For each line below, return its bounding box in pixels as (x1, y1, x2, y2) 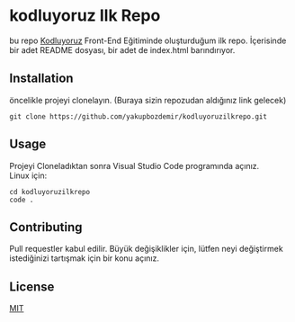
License (9, 279, 55, 294)
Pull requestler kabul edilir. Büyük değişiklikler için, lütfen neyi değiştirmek (9, 244, 283, 255)
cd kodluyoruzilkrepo (9, 187, 91, 196)
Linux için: (9, 170, 48, 181)
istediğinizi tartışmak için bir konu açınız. (9, 253, 160, 264)
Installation (9, 71, 74, 86)
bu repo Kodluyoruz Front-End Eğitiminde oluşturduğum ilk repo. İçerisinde (9, 35, 287, 46)
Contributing (9, 219, 83, 235)
